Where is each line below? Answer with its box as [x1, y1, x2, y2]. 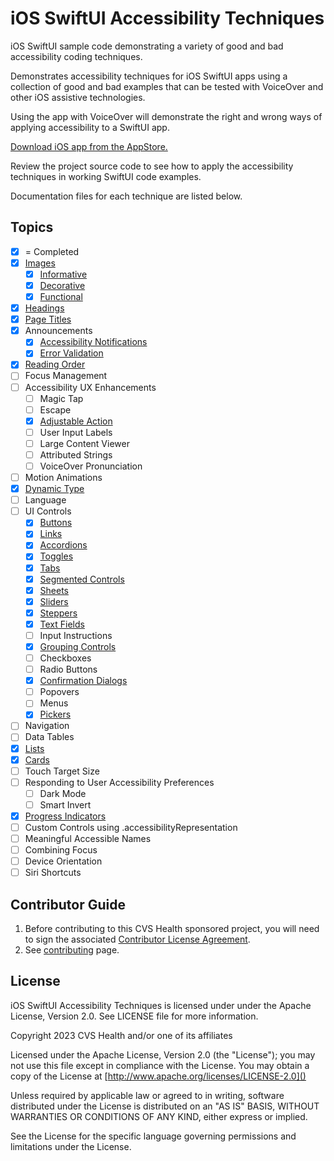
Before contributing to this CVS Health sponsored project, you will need [24, 923, 320, 935]
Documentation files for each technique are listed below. [10, 190, 243, 202]
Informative [39, 268, 88, 280]
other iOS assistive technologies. [10, 91, 146, 103]
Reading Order [24, 358, 86, 371]
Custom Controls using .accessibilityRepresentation [24, 821, 238, 833]
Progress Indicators [24, 810, 107, 822]
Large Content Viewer [39, 437, 130, 449]
